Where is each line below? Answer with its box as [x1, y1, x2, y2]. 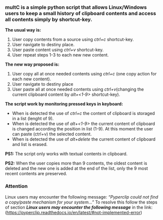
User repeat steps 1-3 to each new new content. [12, 52, 109, 58]
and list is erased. [12, 142, 48, 147]
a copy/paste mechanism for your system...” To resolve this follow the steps [5, 199, 158, 205]
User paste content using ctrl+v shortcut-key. [12, 47, 104, 53]
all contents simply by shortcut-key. [5, 16, 92, 23]
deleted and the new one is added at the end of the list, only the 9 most [5, 165, 148, 171]
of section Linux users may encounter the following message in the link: [5, 204, 153, 210]
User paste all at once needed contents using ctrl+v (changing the [12, 87, 144, 92]
